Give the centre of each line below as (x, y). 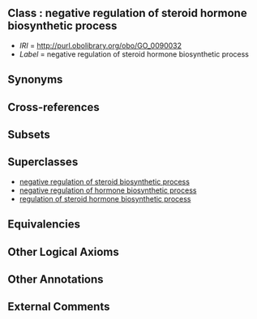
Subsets (29, 134)
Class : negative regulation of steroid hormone (128, 13)
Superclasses (43, 162)
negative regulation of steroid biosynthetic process (104, 181)
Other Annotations (56, 279)
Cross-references (54, 107)
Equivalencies (44, 225)
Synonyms (35, 80)
